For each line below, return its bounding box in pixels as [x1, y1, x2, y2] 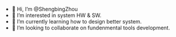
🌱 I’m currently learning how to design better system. [11, 18, 142, 25]
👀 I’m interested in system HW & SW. [11, 12, 102, 19]
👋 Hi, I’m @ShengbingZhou [11, 6, 78, 12]
